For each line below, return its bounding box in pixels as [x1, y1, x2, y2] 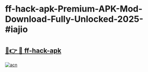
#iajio [5, 24, 28, 35]
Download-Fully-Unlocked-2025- [5, 14, 144, 25]
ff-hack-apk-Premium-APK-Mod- [5, 3, 143, 14]
